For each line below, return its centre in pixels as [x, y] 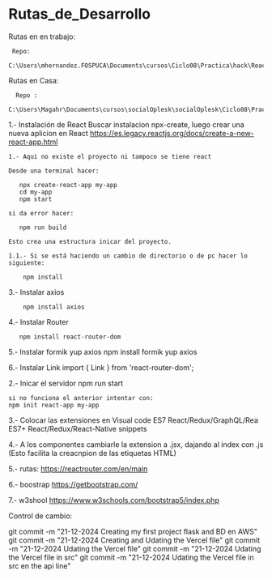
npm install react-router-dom [70, 337]
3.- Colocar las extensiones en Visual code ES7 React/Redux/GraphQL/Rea [134, 420]
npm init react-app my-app [54, 405]
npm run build [43, 228]
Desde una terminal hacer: [54, 171]
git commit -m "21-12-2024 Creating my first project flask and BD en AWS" [133, 531]
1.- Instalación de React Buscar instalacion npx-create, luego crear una [126, 124]
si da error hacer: [41, 213]
